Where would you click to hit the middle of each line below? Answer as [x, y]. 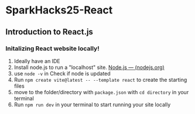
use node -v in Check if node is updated [62, 73]
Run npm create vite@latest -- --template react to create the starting [100, 80]
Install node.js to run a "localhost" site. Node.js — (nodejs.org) [89, 67]
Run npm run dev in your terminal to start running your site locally [92, 104]
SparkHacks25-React [59, 10]
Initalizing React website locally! [53, 49]
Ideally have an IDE [37, 61]
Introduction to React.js [49, 32]
